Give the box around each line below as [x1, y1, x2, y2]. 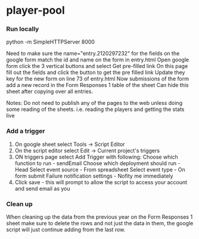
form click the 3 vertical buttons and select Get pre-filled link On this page [6, 63, 188, 70]
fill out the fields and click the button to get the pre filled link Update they [6, 69, 185, 76]
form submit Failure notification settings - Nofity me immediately [14, 172, 173, 179]
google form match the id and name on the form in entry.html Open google [6, 56, 189, 63]
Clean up [6, 200, 33, 208]
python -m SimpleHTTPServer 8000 [6, 38, 95, 45]
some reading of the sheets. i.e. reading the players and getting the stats [6, 105, 185, 113]
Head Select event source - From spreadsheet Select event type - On [14, 166, 186, 173]
